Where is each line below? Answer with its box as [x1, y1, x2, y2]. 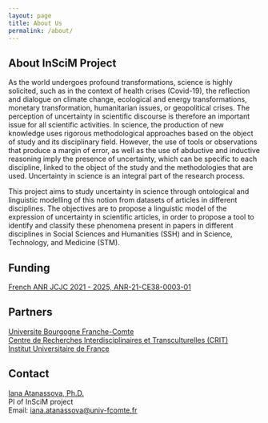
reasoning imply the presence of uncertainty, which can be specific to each [8, 154, 258, 164]
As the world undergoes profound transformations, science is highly [8, 78, 233, 87]
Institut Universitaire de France [8, 344, 110, 353]
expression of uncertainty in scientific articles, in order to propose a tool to [8, 212, 254, 222]
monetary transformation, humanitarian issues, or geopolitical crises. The [8, 103, 250, 113]
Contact [8, 367, 50, 381]
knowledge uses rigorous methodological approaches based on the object [8, 129, 254, 139]
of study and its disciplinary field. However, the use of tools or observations [8, 137, 258, 147]
